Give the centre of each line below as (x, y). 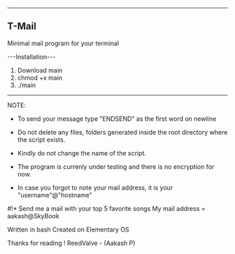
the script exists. (41, 140)
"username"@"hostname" (55, 195)
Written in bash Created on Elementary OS (68, 229)
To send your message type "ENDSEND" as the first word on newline (117, 119)
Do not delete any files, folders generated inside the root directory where (122, 132)
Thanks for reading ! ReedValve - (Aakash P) (71, 243)
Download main (40, 70)
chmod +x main (40, 77)
